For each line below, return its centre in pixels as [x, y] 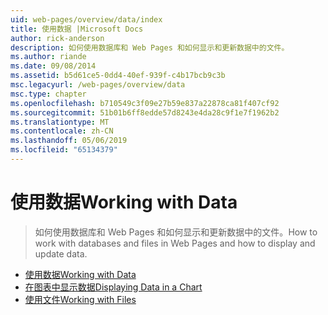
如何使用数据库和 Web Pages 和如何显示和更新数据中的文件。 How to [176, 232]
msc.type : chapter [48, 94]
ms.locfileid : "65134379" [64, 150]
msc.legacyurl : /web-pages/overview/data [98, 85]
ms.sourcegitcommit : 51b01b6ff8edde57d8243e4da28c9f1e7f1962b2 [145, 112]
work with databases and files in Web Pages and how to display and [175, 243]
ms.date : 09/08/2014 [53, 66]
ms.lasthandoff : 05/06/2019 [69, 141]
